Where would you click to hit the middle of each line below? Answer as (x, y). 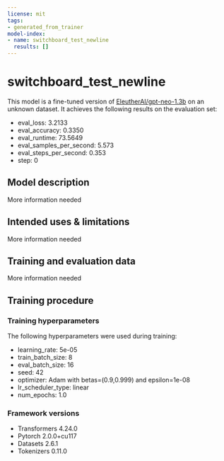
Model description (48, 182)
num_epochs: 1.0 (42, 395)
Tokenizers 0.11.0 (42, 451)
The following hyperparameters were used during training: (92, 336)
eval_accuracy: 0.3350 (51, 130)
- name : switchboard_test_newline (58, 40)
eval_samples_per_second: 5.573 (66, 145)
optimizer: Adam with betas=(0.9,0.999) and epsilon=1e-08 (104, 380)
